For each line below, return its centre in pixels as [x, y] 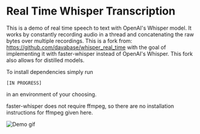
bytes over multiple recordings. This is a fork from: [69, 41]
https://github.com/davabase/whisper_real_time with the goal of [86, 47]
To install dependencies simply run [50, 72]
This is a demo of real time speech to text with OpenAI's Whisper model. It [99, 28]
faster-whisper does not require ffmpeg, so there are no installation [90, 106]
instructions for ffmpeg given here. [50, 112]
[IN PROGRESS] [24, 83]
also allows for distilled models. [45, 60]
